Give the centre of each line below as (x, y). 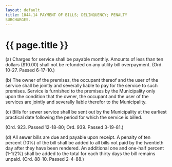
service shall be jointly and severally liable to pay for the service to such (82, 86)
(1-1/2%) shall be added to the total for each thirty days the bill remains (80, 154)
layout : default (23, 10)
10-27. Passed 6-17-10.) (30, 70)
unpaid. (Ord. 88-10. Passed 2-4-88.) (45, 159)
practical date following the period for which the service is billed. (74, 117)
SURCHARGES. (18, 20)
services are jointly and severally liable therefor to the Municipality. (76, 102)
